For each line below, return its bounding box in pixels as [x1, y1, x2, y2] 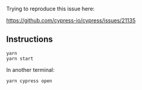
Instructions [6, 34, 53, 45]
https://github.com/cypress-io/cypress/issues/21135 [6, 17, 136, 24]
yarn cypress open [6, 78, 52, 84]
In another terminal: [6, 66, 55, 73]
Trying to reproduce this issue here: [6, 5, 95, 12]
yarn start [6, 56, 34, 62]
